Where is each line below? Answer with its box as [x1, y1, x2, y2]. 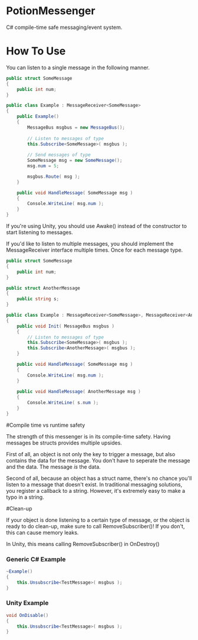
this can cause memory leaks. [6, 529, 79, 536]
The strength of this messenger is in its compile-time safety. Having [6, 433, 171, 440]
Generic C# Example [6, 555, 66, 563]
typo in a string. [6, 493, 44, 501]
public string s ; [16, 296, 60, 302]
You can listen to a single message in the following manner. [6, 64, 150, 71]
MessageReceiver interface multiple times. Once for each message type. [6, 246, 183, 254]
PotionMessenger [6, 4, 95, 18]
